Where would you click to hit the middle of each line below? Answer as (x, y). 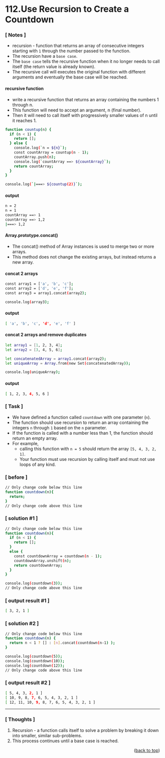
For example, (25, 443)
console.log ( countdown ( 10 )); (35, 661)
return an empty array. (35, 438)
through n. (23, 105)
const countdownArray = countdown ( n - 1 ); (58, 556)
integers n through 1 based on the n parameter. (59, 427)
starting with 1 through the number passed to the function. (71, 51)
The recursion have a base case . (45, 56)
